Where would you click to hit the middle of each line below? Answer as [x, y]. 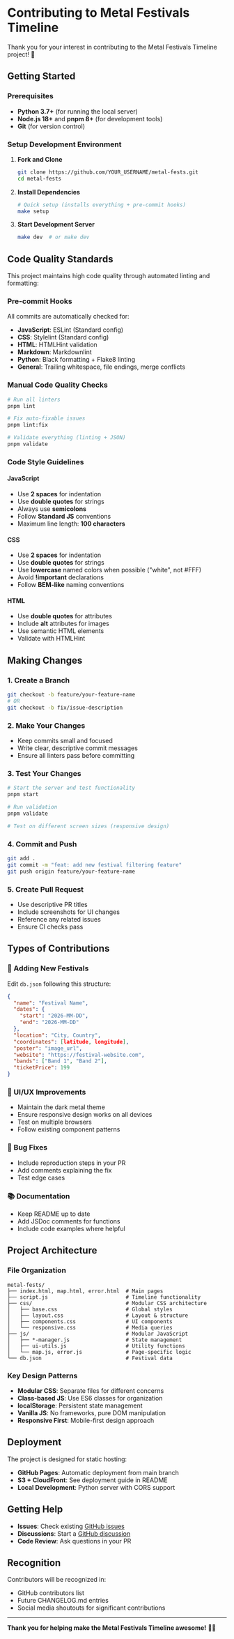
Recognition [34, 1563]
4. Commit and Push [42, 844]
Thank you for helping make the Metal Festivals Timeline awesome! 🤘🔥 [112, 1628]
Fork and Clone [40, 159]
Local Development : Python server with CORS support [96, 1487]
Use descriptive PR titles [53, 904]
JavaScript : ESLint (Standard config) [70, 330]
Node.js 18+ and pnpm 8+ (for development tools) [90, 119]
